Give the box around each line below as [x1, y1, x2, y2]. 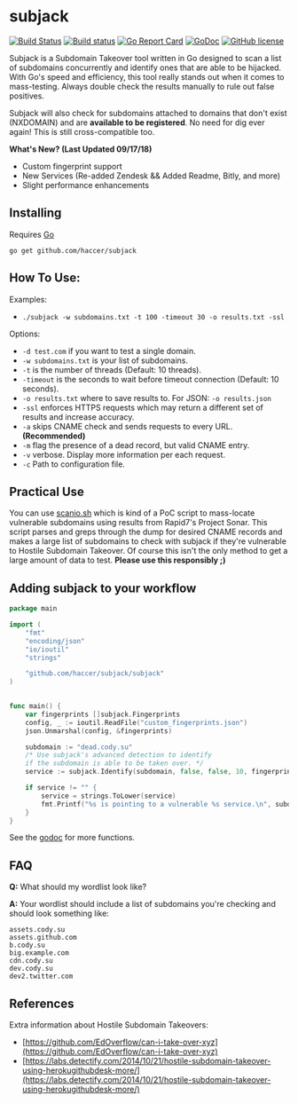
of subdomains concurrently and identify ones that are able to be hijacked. [9, 62, 282, 73]
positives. [9, 91, 44, 101]
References [9, 996, 74, 1011]
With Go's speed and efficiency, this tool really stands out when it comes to [9, 71, 285, 82]
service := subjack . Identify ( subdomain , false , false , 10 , [25, 768, 248, 776]
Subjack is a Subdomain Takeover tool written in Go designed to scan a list [9, 52, 282, 63]
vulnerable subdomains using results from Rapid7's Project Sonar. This [9, 517, 268, 528]
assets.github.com [9, 934, 77, 942]
